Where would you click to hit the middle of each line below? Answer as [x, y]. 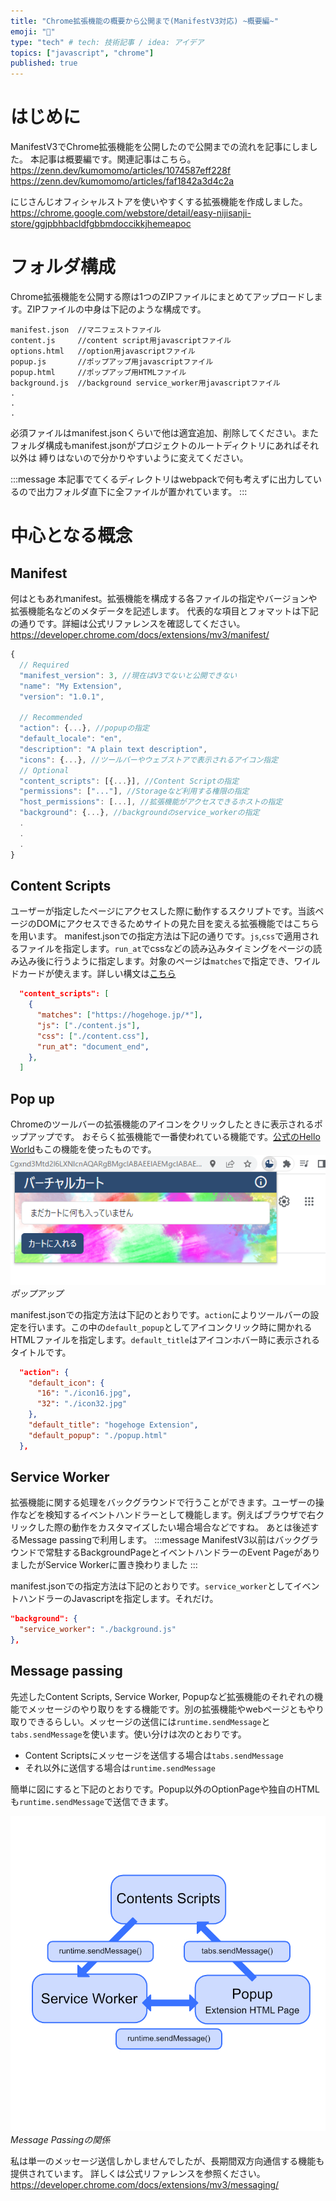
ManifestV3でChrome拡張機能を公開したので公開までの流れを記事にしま [160, 147]
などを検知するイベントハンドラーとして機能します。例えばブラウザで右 [167, 1515]
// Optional [44, 770]
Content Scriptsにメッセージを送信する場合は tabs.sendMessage [154, 1755]
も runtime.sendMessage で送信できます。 [92, 1801]
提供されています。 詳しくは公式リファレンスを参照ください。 [138, 2173]
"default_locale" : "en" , [71, 739]
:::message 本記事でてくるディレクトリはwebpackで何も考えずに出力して [161, 479]
